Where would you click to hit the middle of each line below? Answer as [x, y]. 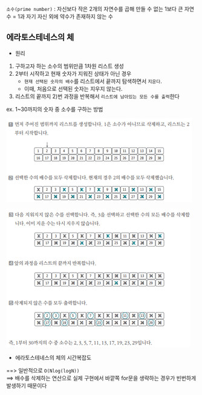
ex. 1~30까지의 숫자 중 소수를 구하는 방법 [55, 109]
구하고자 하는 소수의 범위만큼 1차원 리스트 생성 [69, 66]
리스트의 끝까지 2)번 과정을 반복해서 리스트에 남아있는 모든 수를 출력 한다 [97, 96]
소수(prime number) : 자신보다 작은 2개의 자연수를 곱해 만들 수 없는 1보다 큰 [95, 9]
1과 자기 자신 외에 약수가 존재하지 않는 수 [66, 16]
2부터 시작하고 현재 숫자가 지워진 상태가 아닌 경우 [73, 73]
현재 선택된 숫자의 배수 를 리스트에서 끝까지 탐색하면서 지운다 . [93, 81]
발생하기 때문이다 [27, 385]
